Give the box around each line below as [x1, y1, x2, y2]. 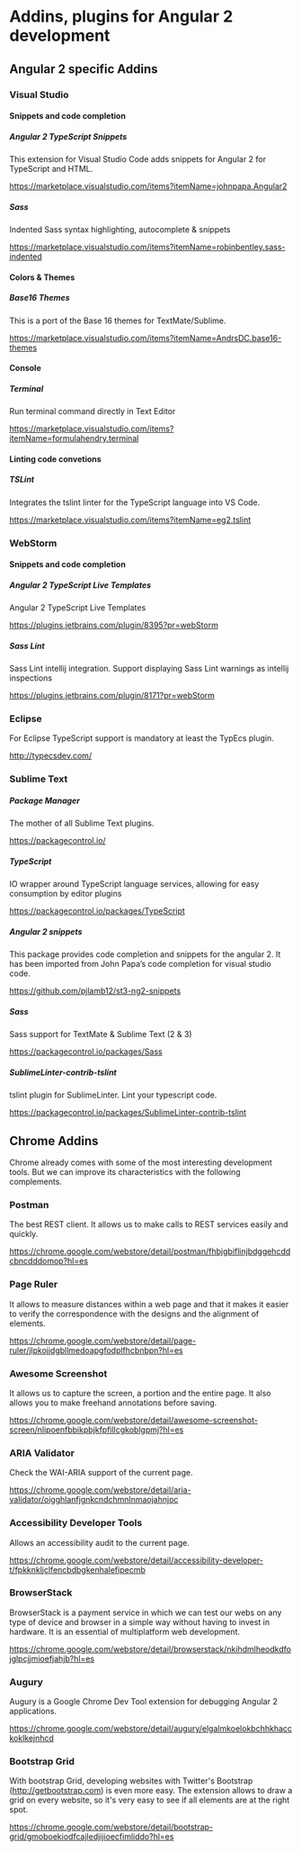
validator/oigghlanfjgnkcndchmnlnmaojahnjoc [9, 1494, 179, 1505]
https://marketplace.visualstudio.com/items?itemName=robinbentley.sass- [9, 241, 286, 253]
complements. [9, 1177, 63, 1187]
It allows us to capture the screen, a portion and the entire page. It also [9, 1387, 271, 1398]
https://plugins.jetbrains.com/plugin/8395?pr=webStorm [9, 619, 218, 631]
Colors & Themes [9, 272, 75, 283]
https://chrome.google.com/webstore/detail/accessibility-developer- [9, 1555, 263, 1566]
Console [9, 363, 42, 374]
